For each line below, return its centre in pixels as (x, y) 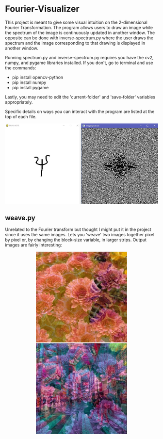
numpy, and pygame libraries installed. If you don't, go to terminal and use (79, 63)
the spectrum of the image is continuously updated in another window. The (80, 33)
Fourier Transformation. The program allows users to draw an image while (79, 27)
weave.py (20, 218)
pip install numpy (29, 82)
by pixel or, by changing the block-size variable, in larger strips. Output (76, 240)
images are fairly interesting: (33, 245)
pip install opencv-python (38, 77)
